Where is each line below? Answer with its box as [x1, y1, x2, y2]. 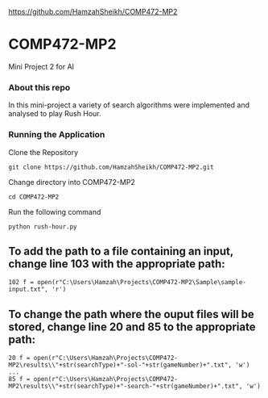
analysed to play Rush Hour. [8, 109, 101, 119]
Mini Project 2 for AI [8, 61, 75, 71]
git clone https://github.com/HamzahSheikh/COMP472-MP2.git [8, 163, 215, 171]
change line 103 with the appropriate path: [8, 257, 225, 270]
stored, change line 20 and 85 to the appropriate [8, 320, 256, 333]
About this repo [8, 82, 71, 93]
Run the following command [8, 207, 101, 216]
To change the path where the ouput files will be [8, 307, 255, 321]
